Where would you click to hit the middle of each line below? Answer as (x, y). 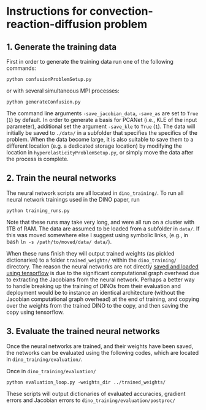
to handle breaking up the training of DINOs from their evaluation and (93, 286)
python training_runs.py (38, 211)
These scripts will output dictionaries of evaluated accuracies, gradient (96, 393)
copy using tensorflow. (35, 312)
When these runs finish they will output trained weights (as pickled (90, 253)
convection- (121, 11)
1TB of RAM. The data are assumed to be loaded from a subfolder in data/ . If (103, 229)
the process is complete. (37, 159)
